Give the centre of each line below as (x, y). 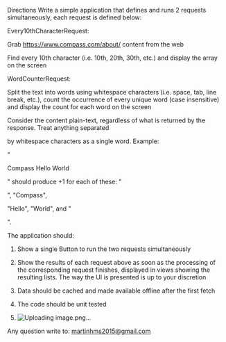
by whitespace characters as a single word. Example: (83, 141)
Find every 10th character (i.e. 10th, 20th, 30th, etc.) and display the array (113, 58)
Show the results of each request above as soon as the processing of (116, 262)
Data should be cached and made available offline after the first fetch (116, 291)
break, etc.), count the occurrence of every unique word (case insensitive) (113, 99)
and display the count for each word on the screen (79, 107)
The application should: (41, 235)
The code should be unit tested (62, 304)
